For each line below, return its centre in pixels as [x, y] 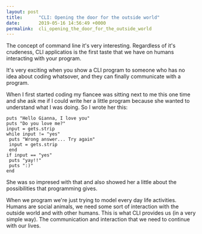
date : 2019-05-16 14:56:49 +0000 [56, 23]
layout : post [23, 12]
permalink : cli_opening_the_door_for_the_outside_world [79, 29]
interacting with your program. [44, 58]
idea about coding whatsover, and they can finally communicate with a [94, 76]
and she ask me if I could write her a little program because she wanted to [98, 101]
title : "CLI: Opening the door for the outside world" [83, 17]
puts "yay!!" [25, 161]
